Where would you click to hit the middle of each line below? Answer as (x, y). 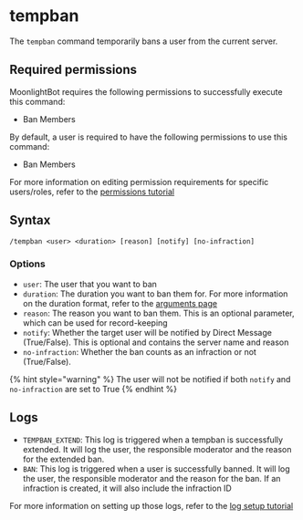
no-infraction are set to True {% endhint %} (94, 389)
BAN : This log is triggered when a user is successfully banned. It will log (156, 468)
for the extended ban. (63, 459)
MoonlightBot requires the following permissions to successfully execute (146, 91)
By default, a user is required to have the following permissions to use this (148, 137)
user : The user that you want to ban (90, 284)
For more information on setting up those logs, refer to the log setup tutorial (151, 505)
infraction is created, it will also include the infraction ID (127, 488)
